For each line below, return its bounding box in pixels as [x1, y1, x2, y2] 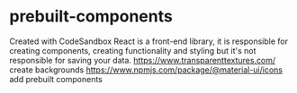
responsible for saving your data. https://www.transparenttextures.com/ [9, 55, 276, 65]
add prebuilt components [9, 73, 103, 84]
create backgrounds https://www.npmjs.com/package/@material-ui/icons [9, 64, 283, 75]
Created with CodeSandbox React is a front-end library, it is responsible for [9, 36, 288, 46]
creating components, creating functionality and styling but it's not [9, 45, 256, 55]
